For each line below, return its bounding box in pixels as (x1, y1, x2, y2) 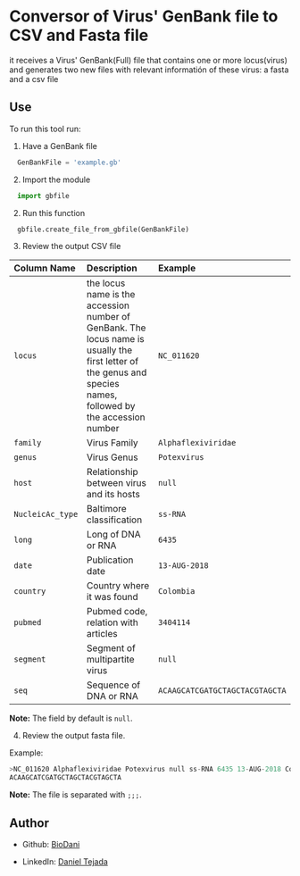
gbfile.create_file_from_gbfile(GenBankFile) (17, 225, 190, 234)
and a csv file (9, 73, 59, 84)
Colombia (157, 587, 196, 597)
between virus (86, 477, 147, 489)
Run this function (21, 207, 86, 218)
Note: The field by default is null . (9, 713, 133, 724)
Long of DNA (86, 529, 141, 541)
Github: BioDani (21, 838, 80, 849)
